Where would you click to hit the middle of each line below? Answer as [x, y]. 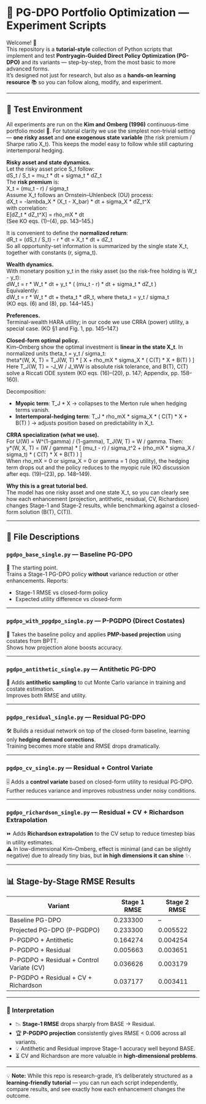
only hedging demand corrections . [51, 740]
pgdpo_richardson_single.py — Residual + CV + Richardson [95, 812]
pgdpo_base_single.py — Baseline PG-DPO [70, 554]
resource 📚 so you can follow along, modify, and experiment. [85, 82]
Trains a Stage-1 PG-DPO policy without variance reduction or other [93, 574]
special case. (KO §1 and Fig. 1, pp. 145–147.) [63, 328]
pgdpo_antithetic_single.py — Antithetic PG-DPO [81, 669]
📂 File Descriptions [43, 537]
